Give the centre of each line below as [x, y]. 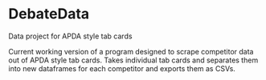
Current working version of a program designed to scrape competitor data [131, 51]
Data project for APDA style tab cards [70, 36]
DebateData [49, 14]
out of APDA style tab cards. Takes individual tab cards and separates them [133, 60]
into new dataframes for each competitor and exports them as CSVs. [122, 68]
